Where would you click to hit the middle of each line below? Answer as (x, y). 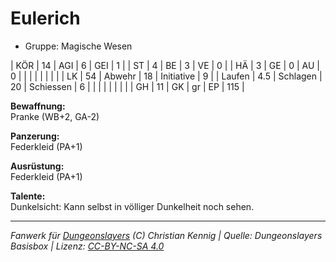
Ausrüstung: (37, 166)
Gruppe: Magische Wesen (78, 46)
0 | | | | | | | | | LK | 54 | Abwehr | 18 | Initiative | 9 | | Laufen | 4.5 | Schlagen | (166, 76)
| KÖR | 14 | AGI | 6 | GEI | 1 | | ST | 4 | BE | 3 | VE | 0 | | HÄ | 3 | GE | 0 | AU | (165, 65)
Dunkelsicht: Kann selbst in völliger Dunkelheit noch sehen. (132, 206)
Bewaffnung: (38, 106)
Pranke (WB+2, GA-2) (55, 116)
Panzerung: (35, 136)
